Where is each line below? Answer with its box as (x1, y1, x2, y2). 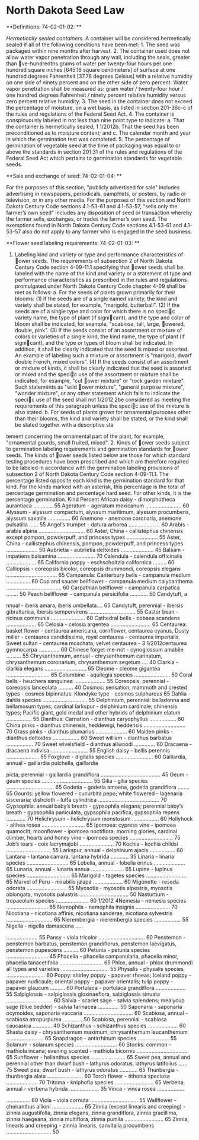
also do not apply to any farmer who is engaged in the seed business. (22, 228, 192, 235)
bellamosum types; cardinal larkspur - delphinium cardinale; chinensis (6, 703, 178, 710)
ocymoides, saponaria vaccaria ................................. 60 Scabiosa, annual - (6, 1009, 188, 1017)
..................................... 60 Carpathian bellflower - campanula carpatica (6, 584, 180, 591)
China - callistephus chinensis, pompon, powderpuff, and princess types (6, 539, 184, 547)
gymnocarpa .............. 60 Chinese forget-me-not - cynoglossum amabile (6, 646, 184, 653)
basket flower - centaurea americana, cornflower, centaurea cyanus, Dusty (6, 627, 190, 634)
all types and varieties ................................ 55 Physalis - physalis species (6, 965, 184, 972)
